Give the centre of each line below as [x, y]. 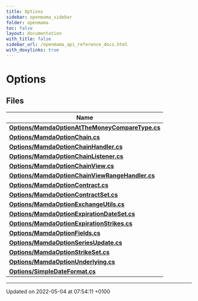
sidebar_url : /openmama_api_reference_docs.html [67, 45]
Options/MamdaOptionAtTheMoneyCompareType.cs [85, 127]
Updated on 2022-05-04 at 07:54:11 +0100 [58, 291]
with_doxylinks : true [33, 50]
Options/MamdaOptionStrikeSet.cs [60, 252]
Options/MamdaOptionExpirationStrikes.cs [71, 223]
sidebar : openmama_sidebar [39, 17]
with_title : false [29, 39]
